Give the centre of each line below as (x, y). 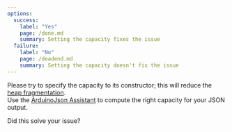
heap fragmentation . (37, 92)
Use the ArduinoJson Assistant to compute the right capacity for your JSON (116, 100)
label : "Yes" (39, 26)
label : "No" (37, 53)
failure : (26, 46)
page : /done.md (42, 33)
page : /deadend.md (46, 59)
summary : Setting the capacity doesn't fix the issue (99, 65)
